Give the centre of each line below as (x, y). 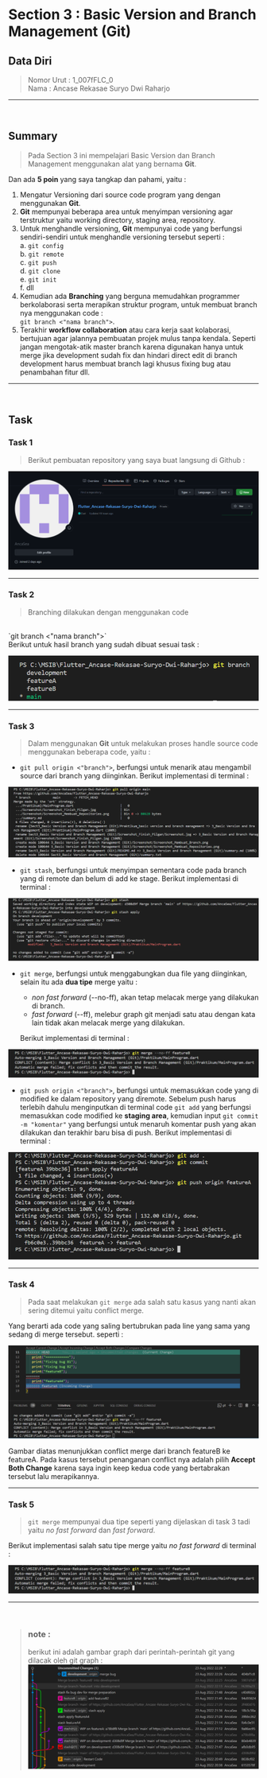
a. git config (42, 245)
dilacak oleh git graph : (65, 1660)
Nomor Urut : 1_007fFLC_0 (70, 80)
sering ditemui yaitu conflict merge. (86, 1310)
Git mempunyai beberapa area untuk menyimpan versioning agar (126, 212)
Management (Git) (70, 31)
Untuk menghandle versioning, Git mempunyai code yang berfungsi (131, 228)
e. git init (38, 279)
